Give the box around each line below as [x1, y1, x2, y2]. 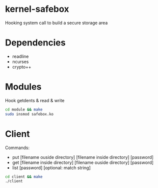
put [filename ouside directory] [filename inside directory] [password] [12, 154, 154, 160]
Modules [5, 81, 42, 92]
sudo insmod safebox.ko [5, 112, 54, 116]
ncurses [12, 58, 29, 65]
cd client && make [5, 174, 43, 179]
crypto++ [12, 64, 32, 70]
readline [12, 53, 29, 59]
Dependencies [5, 37, 66, 48]
